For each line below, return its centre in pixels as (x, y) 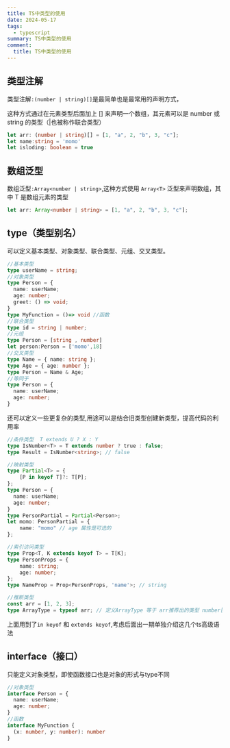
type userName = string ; (42, 270)
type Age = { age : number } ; (49, 366)
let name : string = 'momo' (44, 141)
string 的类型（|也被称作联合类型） (56, 122)
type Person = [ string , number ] (55, 340)
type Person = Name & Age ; (46, 372)
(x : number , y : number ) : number (60, 732)
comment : (20, 45)
